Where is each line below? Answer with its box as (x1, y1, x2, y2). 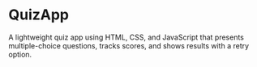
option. (8, 49, 32, 59)
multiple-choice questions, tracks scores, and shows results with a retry (8, 40, 250, 50)
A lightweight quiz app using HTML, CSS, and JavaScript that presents (8, 32, 245, 42)
